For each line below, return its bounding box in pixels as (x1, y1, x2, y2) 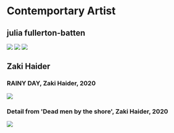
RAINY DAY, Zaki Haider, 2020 (7, 79, 96, 87)
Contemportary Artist (7, 4, 116, 18)
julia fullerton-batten (7, 28, 86, 38)
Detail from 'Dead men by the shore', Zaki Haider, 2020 (7, 107, 169, 115)
